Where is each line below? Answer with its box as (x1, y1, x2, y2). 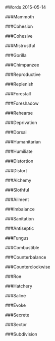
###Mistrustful (5, 43, 36, 49)
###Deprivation (5, 120, 37, 126)
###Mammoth (5, 14, 34, 19)
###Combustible (5, 245, 40, 250)
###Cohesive (5, 33, 33, 39)
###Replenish (5, 81, 34, 87)
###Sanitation (5, 216, 34, 221)
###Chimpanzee (5, 62, 40, 68)
